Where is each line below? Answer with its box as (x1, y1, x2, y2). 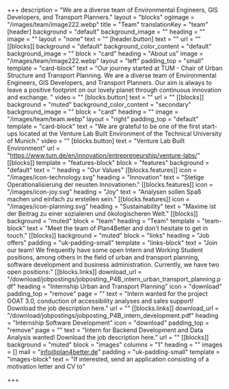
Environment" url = (7, 144, 60, 152)
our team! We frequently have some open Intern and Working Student (7, 246, 203, 254)
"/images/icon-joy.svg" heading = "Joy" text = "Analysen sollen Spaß (7, 188, 202, 196)
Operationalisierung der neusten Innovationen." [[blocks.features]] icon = (7, 181, 213, 188)
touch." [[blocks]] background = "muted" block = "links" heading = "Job (7, 231, 210, 239)
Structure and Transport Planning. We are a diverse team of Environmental (7, 71, 217, 79)
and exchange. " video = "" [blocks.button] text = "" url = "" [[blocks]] (7, 93, 204, 101)
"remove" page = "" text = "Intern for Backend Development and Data (7, 326, 204, 334)
